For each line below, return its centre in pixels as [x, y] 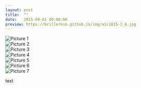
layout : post [19, 10]
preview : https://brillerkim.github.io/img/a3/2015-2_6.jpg [71, 24]
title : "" [17, 15]
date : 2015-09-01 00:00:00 [36, 19]
